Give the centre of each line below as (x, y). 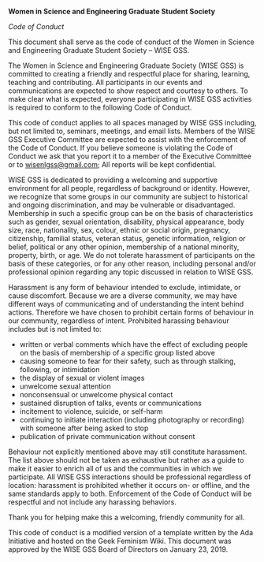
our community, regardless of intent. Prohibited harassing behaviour (119, 321)
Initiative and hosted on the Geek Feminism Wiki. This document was (120, 541)
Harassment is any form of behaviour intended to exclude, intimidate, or (125, 287)
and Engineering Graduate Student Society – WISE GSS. (99, 50)
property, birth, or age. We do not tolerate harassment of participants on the (132, 255)
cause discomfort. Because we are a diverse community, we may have (123, 296)
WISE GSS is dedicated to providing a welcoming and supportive (113, 180)
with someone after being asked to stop (84, 428)
